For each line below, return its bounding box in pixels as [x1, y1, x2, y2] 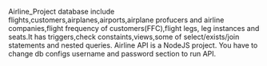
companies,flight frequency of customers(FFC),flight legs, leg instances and [8, 24, 260, 33]
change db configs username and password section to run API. [8, 49, 217, 58]
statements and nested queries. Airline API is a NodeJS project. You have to [8, 41, 258, 50]
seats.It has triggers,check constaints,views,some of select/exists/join [8, 32, 240, 41]
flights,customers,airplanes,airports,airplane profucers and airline [8, 15, 225, 25]
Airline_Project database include [8, 7, 115, 16]
